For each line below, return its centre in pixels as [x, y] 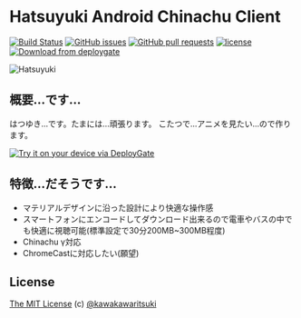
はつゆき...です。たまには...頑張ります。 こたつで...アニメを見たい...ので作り [150, 124]
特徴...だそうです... [63, 184]
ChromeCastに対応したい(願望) [81, 253]
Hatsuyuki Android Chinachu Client [145, 17]
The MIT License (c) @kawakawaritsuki [83, 304]
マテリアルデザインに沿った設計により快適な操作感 [118, 207]
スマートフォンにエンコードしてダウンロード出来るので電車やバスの [149, 219]
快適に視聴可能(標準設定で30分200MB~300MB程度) [128, 230]
